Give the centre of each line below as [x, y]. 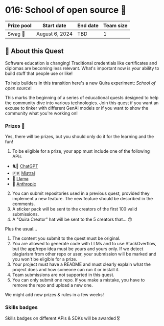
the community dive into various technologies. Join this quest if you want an [82, 103]
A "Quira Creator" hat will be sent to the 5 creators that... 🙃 [72, 219]
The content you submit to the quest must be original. [66, 238]
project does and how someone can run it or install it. [66, 270]
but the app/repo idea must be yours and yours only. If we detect [78, 249]
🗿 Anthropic [24, 184]
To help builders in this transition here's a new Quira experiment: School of [80, 83]
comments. [23, 204]
